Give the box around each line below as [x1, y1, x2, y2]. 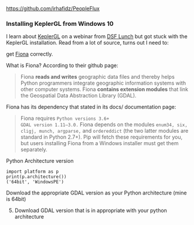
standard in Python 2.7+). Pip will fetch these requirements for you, [20, 133, 183, 140]
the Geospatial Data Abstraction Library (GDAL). [20, 92, 137, 99]
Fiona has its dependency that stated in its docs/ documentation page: [6, 103, 176, 110]
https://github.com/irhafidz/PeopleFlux [6, 5, 100, 12]
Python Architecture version [6, 157, 74, 164]
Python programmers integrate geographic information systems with [20, 79, 186, 87]
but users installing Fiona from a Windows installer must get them [20, 140, 179, 147]
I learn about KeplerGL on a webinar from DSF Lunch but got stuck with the [6, 33, 188, 40]
